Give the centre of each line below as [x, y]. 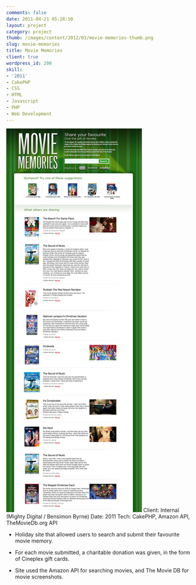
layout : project [26, 25]
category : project [29, 32]
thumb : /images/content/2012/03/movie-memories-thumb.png [80, 38]
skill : [14, 70]
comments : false [26, 13]
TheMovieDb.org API [32, 523]
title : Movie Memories [34, 51]
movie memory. [34, 541]
